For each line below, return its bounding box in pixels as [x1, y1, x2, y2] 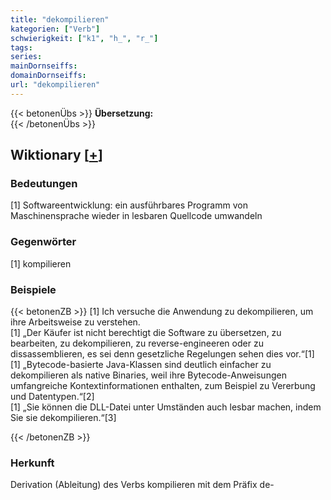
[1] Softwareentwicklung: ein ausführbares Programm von [10, 199, 248, 211]
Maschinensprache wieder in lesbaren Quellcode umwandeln [10, 210, 263, 222]
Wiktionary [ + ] [10, 147, 103, 164]
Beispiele [10, 282, 57, 296]
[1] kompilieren [10, 257, 72, 270]
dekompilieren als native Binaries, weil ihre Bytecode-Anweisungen [10, 369, 287, 381]
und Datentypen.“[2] [10, 391, 95, 403]
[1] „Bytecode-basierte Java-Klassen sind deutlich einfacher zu [10, 359, 272, 371]
